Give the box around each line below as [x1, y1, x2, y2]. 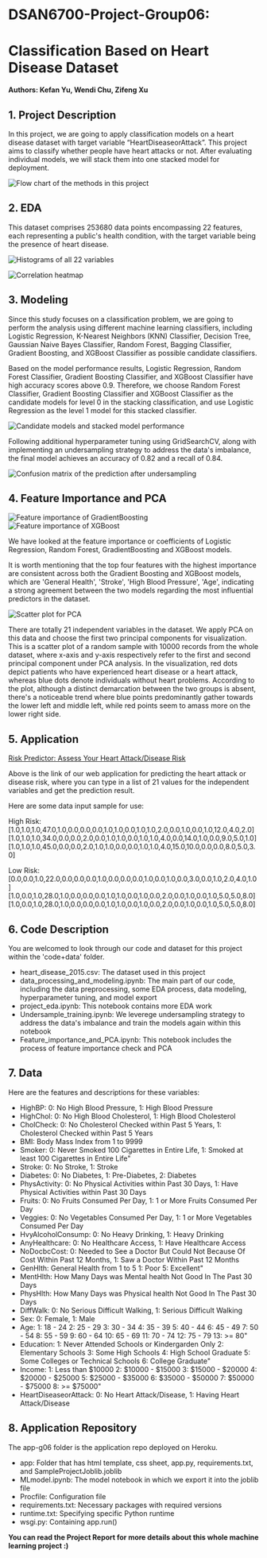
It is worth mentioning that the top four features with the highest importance [8, 560, 257, 570]
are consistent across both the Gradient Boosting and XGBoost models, [8, 569, 242, 578]
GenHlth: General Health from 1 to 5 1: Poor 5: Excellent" [19, 1263, 204, 1273]
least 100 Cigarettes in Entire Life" [19, 1154, 131, 1163]
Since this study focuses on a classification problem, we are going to [8, 314, 234, 323]
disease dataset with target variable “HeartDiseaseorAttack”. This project [8, 137, 248, 147]
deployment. [8, 163, 49, 172]
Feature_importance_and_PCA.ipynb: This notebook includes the [19, 1035, 232, 1044]
